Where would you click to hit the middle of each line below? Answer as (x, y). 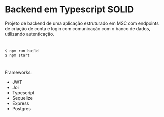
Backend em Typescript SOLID (69, 9)
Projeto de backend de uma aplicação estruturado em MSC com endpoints (82, 23)
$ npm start (17, 55)
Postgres (22, 109)
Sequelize (23, 98)
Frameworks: (19, 73)
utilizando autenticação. (30, 34)
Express (21, 103)
